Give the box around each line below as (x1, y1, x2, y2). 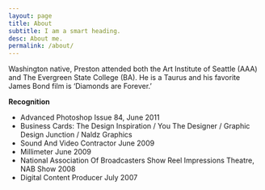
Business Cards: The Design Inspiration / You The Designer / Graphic (19, 121, 250, 131)
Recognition (8, 97, 50, 107)
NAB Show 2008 (19, 164, 76, 174)
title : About (8, 19, 53, 27)
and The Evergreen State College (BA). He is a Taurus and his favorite (8, 73, 241, 82)
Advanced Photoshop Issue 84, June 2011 (19, 112, 160, 122)
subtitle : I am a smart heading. (8, 27, 121, 35)
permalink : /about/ (8, 42, 74, 50)
